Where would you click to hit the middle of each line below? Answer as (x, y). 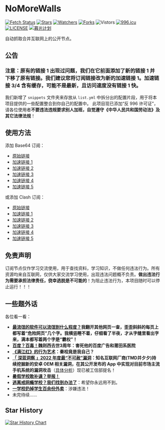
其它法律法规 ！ (20, 116)
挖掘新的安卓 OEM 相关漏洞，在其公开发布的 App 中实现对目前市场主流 (88, 364)
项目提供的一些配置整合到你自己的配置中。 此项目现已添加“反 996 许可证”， (82, 103)
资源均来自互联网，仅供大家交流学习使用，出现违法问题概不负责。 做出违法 (80, 274)
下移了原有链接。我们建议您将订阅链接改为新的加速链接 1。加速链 (82, 78)
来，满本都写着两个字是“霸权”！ (45, 339)
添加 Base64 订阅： (25, 145)
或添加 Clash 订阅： (25, 197)
